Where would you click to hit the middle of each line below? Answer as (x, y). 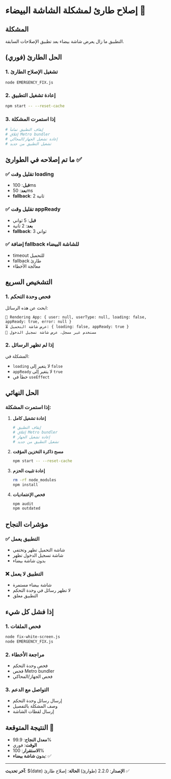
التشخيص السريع (29, 282)
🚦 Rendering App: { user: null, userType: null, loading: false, (76, 317)
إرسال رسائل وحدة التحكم (37, 701)
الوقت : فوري (25, 745)
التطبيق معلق (25, 596)
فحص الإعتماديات (29, 494)
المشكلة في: (17, 356)
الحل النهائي (22, 393)
